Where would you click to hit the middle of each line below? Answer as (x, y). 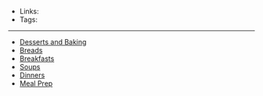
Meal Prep (36, 84)
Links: (29, 11)
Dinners (32, 75)
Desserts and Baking (53, 42)
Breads (31, 50)
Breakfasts (37, 59)
